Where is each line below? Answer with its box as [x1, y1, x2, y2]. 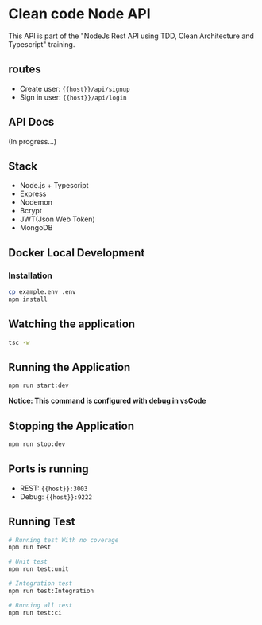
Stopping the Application [8, 419, 135, 432]
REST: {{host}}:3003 [19, 483, 88, 493]
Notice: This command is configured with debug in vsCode [8, 396, 206, 406]
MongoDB [19, 223, 53, 232]
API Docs [8, 115, 55, 129]
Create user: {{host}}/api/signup [19, 84, 130, 93]
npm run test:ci [8, 608, 62, 617]
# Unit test [8, 558, 48, 566]
